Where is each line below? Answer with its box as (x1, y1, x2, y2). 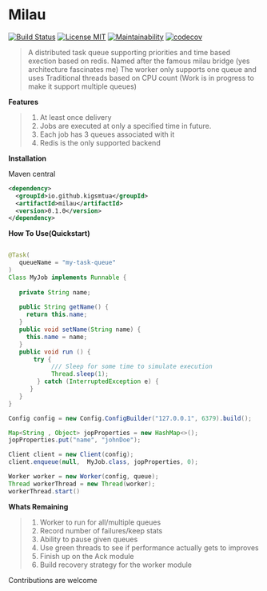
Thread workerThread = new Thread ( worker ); (8, 480, 156, 488)
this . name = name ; (26, 333, 88, 341)
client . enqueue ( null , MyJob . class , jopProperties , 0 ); (8, 458, 198, 466)
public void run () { (18, 348, 91, 356)
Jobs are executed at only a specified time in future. (39, 121, 212, 130)
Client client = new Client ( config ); (8, 450, 134, 459)
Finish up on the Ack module (39, 551, 134, 561)
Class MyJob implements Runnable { (8, 274, 127, 282)
